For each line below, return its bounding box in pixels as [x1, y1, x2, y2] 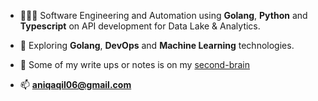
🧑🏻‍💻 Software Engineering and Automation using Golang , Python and [19, 10, 308, 21]
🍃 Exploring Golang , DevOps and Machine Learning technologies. [19, 40, 295, 51]
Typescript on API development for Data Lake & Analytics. [19, 20, 261, 32]
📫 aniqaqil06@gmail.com [19, 79, 132, 90]
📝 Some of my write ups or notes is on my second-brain [19, 59, 250, 70]
